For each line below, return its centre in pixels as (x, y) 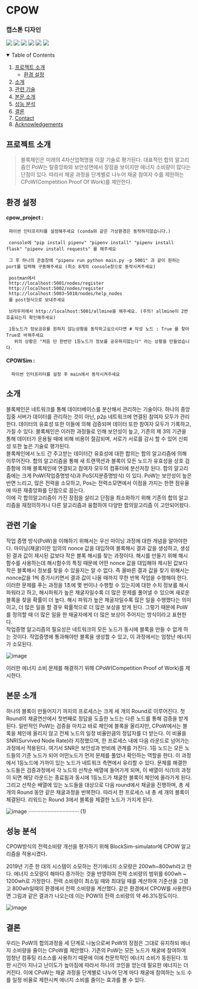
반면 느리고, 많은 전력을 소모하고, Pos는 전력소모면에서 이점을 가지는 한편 (90, 483)
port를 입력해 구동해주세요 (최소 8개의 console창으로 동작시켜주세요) (81, 267)
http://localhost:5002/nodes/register (56, 288)
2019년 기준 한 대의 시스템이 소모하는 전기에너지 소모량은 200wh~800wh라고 (96, 866)
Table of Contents (33, 55)
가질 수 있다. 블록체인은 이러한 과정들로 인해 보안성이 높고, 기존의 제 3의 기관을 (96, 431)
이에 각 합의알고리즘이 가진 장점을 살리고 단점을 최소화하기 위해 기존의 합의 (92, 497)
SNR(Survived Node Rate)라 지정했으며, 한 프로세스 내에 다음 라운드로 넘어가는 (98, 740)
